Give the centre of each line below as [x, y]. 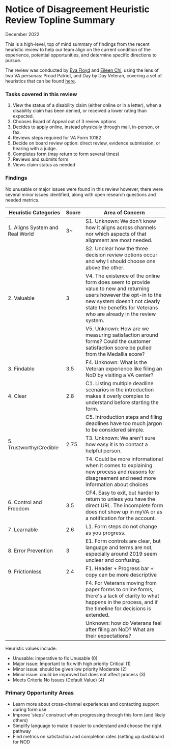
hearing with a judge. [35, 149]
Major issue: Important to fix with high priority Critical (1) [72, 664]
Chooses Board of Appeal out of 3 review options [64, 122]
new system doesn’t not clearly [123, 301]
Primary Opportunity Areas [39, 693]
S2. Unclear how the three [117, 248]
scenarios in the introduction [120, 389]
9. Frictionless [25, 571]
